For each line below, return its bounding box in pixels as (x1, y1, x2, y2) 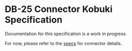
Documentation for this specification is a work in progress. (5, 30, 127, 36)
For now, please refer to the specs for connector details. (5, 40, 122, 46)
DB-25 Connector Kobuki (5, 3, 113, 15)
